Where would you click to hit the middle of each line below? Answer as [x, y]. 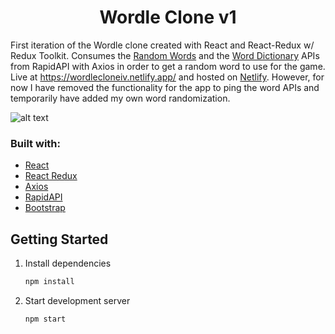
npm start [45, 319]
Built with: [35, 143]
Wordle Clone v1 [168, 17]
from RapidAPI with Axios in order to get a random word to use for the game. [168, 66]
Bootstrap [45, 208]
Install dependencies [68, 263]
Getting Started [59, 239]
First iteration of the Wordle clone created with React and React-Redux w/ [162, 45]
